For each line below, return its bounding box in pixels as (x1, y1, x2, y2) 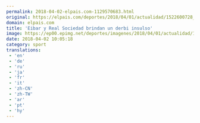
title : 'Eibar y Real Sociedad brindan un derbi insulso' (6, 25, 153, 31)
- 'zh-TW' (8, 91, 33, 97)
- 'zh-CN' (8, 86, 33, 92)
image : (6, 31, 23, 37)
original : (6, 14, 31, 20)
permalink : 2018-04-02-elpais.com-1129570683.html (6, 8, 135, 15)
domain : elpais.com (6, 20, 55, 25)
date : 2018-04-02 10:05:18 (6, 36, 73, 42)
